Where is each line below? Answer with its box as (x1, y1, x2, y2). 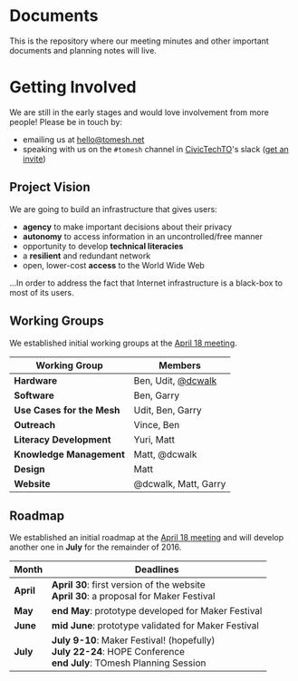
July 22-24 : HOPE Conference (51, 646, 186, 658)
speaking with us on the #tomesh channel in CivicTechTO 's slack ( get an (22, 143, 290, 154)
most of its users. (9, 287, 74, 297)
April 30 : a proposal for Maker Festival (51, 590, 216, 603)
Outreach (14, 418, 56, 431)
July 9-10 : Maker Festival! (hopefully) (51, 634, 216, 647)
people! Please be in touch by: (9, 116, 123, 127)
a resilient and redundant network (22, 250, 151, 261)
